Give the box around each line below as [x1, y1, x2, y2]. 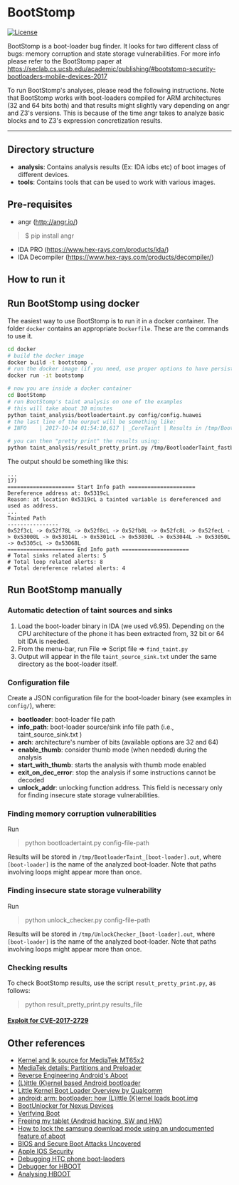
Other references [7, 1037, 85, 1049]
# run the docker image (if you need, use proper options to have [7, 365, 208, 373]
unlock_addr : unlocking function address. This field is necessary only [17, 783, 223, 792]
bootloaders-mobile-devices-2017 [7, 72, 108, 81]
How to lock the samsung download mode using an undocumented [17, 1124, 215, 1133]
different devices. [17, 170, 70, 178]
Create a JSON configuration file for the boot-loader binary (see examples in [7, 694, 232, 702]
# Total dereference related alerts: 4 [7, 565, 126, 572]
